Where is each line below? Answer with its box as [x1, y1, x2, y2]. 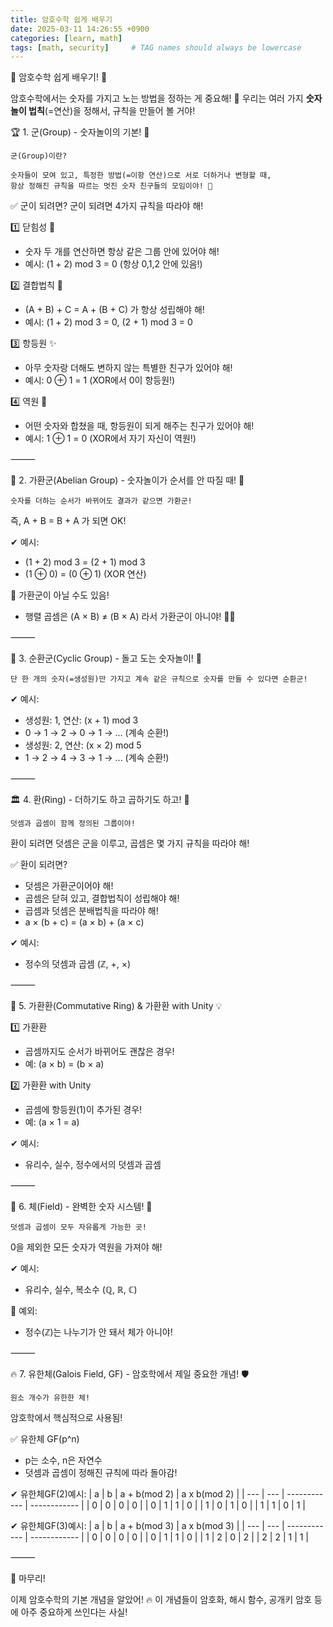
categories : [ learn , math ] [10, 33, 123, 43]
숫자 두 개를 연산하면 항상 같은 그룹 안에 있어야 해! [24, 246, 220, 258]
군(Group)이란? [10, 151, 68, 161]
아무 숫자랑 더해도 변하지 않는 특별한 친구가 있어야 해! [24, 362, 233, 374]
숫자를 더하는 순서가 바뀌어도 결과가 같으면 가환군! [10, 496, 193, 506]
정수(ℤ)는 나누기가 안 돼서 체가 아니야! [24, 1326, 173, 1338]
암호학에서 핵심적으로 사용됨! [10, 1412, 123, 1424]
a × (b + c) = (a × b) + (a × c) [24, 916, 145, 928]
